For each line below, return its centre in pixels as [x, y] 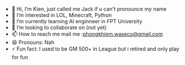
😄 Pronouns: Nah [33, 42]
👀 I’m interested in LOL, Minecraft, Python [62, 15]
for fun [20, 57]
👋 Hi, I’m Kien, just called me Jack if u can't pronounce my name [89, 9]
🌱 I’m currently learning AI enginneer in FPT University [77, 21]
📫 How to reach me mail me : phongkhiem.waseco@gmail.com [87, 34]
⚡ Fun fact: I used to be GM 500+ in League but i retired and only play [95, 49]
